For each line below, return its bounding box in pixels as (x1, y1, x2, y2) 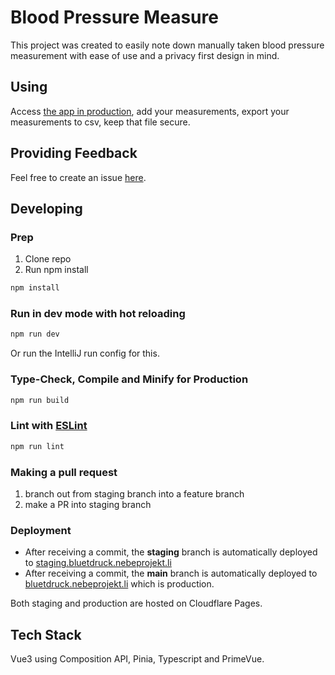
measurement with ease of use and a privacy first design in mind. (10, 49, 280, 61)
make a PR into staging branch (24, 498, 152, 510)
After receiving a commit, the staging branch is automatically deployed (24, 546, 318, 558)
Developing (10, 200, 83, 217)
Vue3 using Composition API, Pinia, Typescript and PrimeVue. (10, 653, 265, 665)
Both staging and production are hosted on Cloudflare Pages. (10, 597, 263, 610)
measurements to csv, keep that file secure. (10, 116, 191, 128)
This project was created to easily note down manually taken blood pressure (10, 39, 325, 51)
